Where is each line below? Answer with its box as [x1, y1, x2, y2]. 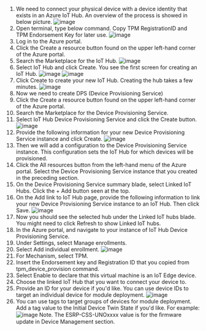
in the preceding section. [15, 174, 79, 181]
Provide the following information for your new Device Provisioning [15, 128, 185, 136]
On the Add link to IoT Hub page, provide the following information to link [15, 194, 200, 201]
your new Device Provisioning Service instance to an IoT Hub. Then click [15, 200, 200, 207]
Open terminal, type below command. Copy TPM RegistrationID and [15, 24, 188, 32]
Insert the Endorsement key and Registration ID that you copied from [15, 259, 189, 266]
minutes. [15, 83, 39, 91]
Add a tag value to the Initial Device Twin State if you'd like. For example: [15, 304, 200, 311]
